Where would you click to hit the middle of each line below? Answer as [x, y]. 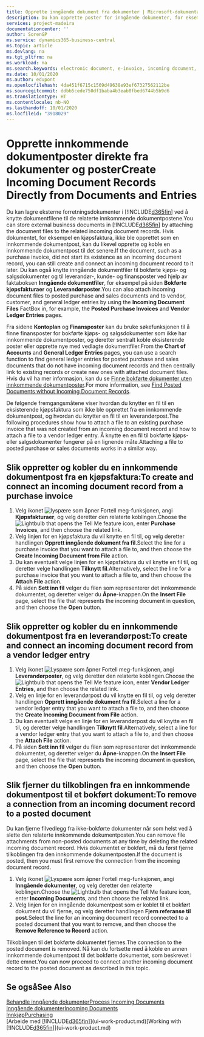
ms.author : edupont [31, 80]
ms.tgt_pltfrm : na [29, 57]
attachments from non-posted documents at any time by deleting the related [102, 841]
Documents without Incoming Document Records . [69, 392]
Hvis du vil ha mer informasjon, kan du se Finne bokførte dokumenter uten [99, 379]
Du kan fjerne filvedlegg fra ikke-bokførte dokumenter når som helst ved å [99, 828]
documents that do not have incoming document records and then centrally [101, 365]
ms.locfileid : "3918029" [38, 114]
